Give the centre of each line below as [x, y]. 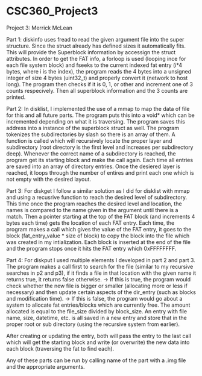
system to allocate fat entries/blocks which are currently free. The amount [98, 305]
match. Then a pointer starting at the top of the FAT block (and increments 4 [101, 216]
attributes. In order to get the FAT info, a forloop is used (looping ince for [96, 58]
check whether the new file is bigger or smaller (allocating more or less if [97, 286]
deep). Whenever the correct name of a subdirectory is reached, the [91, 153]
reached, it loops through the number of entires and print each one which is [100, 172]
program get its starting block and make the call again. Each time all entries [100, 160]
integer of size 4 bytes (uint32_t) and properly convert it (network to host [97, 78]
